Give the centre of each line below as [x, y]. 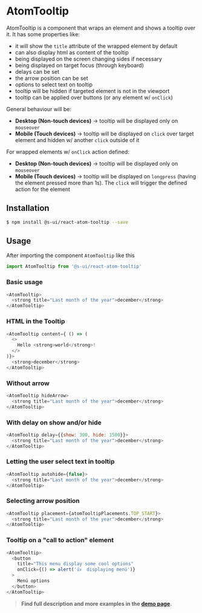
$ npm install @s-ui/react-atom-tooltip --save [67, 222]
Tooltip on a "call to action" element [60, 540]
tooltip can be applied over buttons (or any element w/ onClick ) [94, 97]
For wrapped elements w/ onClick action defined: [68, 152]
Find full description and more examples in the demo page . [96, 603]
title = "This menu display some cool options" [76, 564]
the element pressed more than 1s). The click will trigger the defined [101, 183]
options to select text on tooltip [54, 84]
